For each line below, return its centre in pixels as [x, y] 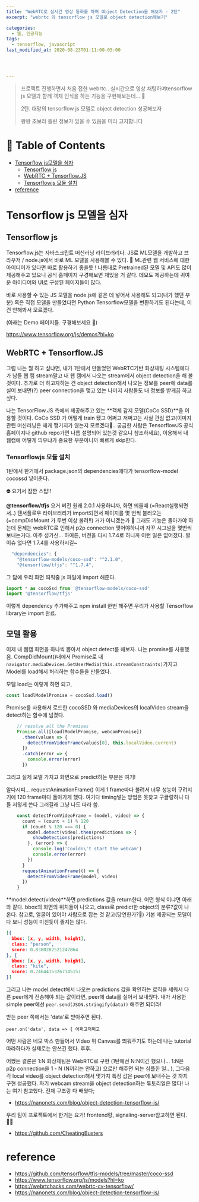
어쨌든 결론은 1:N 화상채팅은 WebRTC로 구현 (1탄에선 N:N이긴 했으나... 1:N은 [95, 1061]
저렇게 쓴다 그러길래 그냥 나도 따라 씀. [56, 804]
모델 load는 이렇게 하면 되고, [39, 684]
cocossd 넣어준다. [28, 478]
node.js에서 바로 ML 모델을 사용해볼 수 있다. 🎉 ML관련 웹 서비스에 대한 [108, 260]
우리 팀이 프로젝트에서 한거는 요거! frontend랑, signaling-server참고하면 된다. [97, 1115]
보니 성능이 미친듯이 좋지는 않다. [50, 922]
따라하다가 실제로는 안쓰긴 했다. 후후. [49, 1049]
